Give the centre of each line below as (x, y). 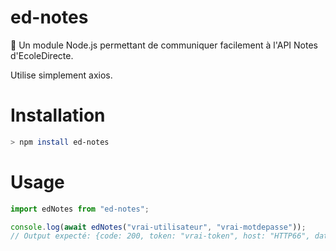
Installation (58, 115)
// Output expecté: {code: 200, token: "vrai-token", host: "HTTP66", (160, 236)
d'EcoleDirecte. (42, 55)
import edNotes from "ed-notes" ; (80, 209)
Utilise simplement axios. (61, 75)
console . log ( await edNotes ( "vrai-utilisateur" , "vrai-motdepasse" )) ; (158, 227)
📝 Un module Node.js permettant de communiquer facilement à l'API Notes (164, 45)
